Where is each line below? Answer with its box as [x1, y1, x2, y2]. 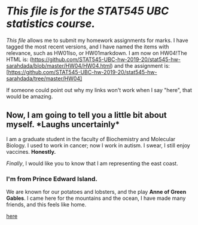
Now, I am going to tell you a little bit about [6, 110, 167, 120]
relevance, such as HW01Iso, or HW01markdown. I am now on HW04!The [6, 49, 187, 56]
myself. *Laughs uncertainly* [6, 120, 120, 130]
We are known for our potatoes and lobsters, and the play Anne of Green [6, 188, 187, 196]
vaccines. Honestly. [6, 148, 56, 155]
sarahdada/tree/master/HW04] [6, 75, 83, 82]
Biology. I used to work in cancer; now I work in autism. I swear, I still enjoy [6, 142, 190, 149]
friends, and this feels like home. [6, 201, 87, 208]
